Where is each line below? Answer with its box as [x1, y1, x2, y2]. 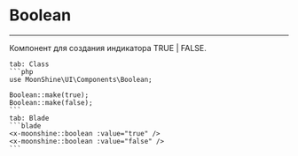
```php [9, 67, 34, 76]
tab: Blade [9, 114, 50, 123]
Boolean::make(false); [9, 98, 93, 107]
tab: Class [9, 59, 50, 69]
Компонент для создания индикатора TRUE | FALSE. [9, 42, 207, 53]
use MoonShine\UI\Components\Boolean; [9, 75, 153, 84]
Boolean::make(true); [9, 90, 90, 100]
